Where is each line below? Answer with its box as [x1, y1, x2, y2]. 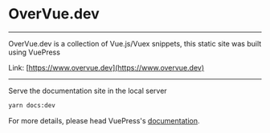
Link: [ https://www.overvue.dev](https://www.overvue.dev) [8, 62, 205, 72]
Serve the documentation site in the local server [8, 86, 167, 95]
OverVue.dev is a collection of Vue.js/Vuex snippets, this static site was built [8, 38, 262, 48]
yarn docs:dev [8, 101, 56, 109]
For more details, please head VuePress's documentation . [8, 115, 200, 125]
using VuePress [8, 47, 60, 57]
